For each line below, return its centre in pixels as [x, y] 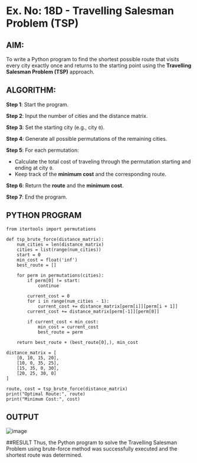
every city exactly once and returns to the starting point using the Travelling [99, 65]
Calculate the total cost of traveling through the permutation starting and [103, 161]
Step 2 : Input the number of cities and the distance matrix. [77, 115]
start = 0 [29, 254]
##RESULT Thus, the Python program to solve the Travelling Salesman [92, 442]
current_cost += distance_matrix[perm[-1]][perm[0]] [93, 311]
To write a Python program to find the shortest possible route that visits [93, 59]
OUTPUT [23, 417]
